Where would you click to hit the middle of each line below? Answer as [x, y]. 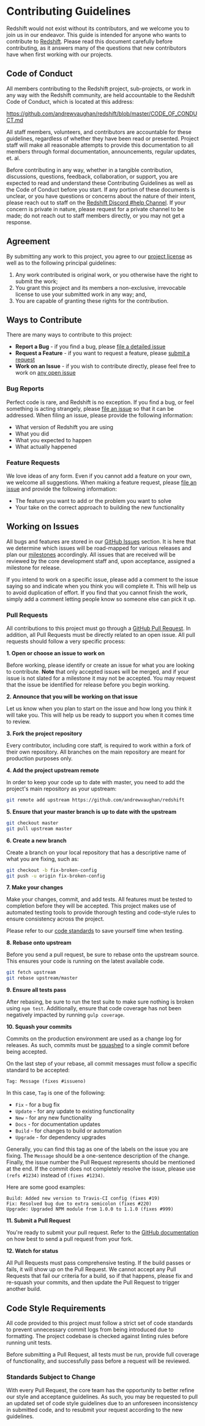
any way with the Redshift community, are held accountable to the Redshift [101, 95]
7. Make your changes [35, 887]
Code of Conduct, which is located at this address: [70, 101]
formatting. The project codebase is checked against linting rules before [97, 1336]
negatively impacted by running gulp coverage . [65, 1015]
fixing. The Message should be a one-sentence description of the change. [98, 1156]
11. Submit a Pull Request [39, 1221]
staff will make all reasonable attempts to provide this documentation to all [100, 145]
